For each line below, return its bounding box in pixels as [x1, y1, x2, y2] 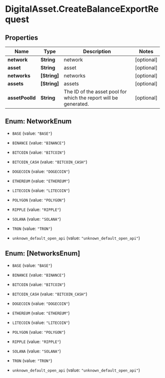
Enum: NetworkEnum [5, 117, 72, 126]
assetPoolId [7, 94, 36, 101]
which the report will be [63, 94, 118, 101]
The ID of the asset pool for [63, 88, 127, 95]
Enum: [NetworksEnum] [5, 249, 80, 258]
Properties [5, 33, 38, 42]
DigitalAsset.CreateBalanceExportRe [5, 3, 159, 15]
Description [82, 48, 111, 55]
